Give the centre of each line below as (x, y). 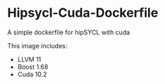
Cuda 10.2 (32, 74)
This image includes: (37, 45)
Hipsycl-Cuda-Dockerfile (83, 13)
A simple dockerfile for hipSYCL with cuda (69, 32)
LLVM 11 (29, 59)
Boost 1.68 (33, 66)
